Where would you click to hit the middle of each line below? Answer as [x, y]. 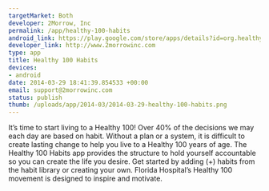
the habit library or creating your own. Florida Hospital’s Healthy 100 [120, 170]
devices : [23, 68]
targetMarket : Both [41, 16]
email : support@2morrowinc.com [60, 90]
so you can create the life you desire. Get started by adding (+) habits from [132, 161]
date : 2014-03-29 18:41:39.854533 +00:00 [78, 82]
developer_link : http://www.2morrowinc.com [82, 46]
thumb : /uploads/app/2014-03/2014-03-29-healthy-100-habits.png [118, 105]
